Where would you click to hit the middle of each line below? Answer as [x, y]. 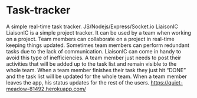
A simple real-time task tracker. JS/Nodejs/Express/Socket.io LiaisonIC [92, 26]
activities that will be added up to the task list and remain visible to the [91, 64]
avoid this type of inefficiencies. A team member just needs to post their [94, 58]
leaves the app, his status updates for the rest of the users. [78, 82]
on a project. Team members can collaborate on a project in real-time [91, 39]
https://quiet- [167, 82]
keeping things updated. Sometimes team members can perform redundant [98, 45]
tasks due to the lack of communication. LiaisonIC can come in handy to [94, 51]
